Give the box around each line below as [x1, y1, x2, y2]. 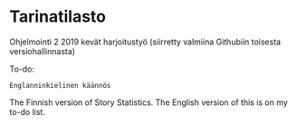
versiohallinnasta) [9, 45, 75, 56]
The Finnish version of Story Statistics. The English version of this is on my [9, 97, 288, 108]
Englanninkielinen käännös [9, 81, 111, 90]
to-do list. [9, 106, 45, 117]
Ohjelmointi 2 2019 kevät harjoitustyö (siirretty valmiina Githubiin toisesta [9, 36, 282, 47]
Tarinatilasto [9, 6, 107, 27]
